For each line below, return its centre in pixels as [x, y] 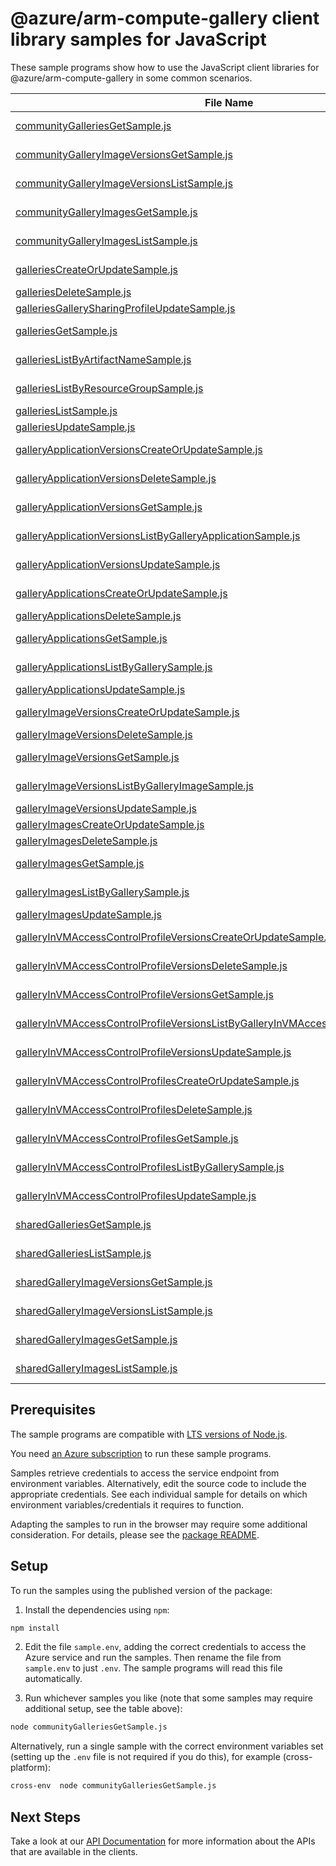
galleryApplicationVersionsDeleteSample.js [116, 478]
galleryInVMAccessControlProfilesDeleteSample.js [134, 1109]
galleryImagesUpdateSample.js [88, 914]
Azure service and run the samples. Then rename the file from [153, 1658]
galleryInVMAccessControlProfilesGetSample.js [127, 1138]
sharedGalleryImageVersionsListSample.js [114, 1310]
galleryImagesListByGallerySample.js [102, 892]
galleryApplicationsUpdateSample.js [100, 689]
